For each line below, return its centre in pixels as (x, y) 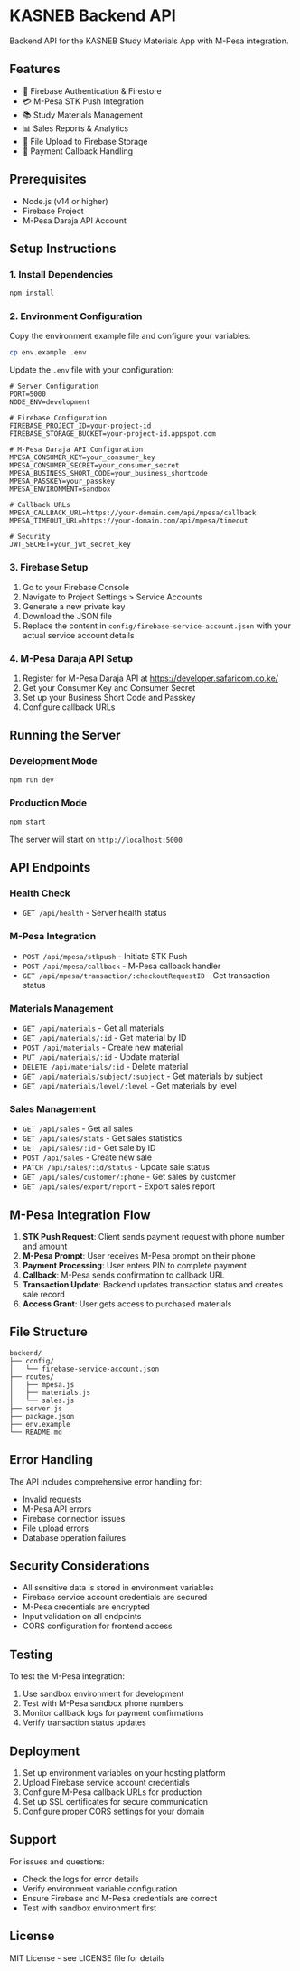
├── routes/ (32, 1377)
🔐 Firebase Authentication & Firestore (92, 90)
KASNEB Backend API (93, 16)
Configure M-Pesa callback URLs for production (112, 1792)
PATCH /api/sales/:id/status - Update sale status (116, 1167)
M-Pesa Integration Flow (80, 1215)
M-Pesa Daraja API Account (74, 220)
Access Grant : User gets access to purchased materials (127, 1304)
